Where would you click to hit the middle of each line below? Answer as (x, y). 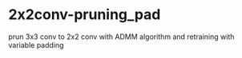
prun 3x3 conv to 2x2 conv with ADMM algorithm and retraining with (121, 37)
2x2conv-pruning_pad (85, 15)
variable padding (36, 44)
